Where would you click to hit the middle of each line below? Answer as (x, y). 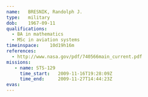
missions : (19, 62)
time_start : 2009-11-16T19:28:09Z (66, 74)
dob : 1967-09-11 (31, 23)
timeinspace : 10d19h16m (40, 46)
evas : (13, 85)
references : (21, 51)
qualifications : (27, 29)
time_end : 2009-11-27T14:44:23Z (66, 79)
